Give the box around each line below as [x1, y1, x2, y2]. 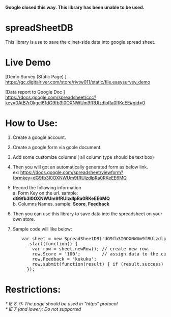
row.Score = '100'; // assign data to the [32, 251, 159, 256]
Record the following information [12, 184, 81, 190]
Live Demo [5, 57, 51, 68]
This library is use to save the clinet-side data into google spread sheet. [5, 39, 156, 45]
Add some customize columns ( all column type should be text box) [12, 154, 154, 160]
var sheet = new [21, 236, 62, 241]
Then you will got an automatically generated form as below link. [12, 164, 149, 170]
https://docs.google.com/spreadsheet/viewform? [20, 169, 124, 175]
